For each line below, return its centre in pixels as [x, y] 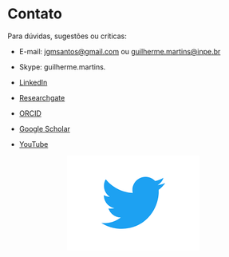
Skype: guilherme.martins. [62, 67]
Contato [35, 14]
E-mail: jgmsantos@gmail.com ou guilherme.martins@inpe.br [120, 51]
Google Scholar [45, 128]
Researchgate [42, 97]
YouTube [34, 144]
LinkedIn [33, 82]
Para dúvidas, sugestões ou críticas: [67, 36]
